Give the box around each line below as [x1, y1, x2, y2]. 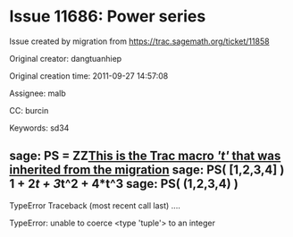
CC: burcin [9, 105, 49, 115]
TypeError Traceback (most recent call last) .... [9, 199, 180, 211]
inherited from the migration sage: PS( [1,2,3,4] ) [9, 163, 285, 178]
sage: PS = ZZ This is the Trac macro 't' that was [9, 148, 281, 164]
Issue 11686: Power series [9, 6, 206, 27]
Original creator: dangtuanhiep [9, 53, 122, 63]
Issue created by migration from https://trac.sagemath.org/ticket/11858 [9, 36, 270, 47]
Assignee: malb [9, 88, 67, 98]
